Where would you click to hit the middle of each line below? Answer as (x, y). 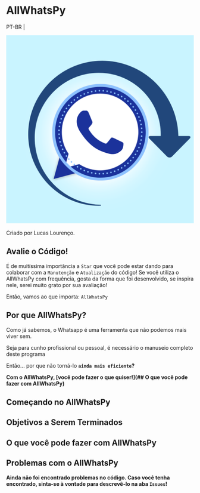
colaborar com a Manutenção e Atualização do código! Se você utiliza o (93, 272)
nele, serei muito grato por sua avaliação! (57, 285)
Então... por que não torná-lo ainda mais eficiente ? (71, 365)
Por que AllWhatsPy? (46, 315)
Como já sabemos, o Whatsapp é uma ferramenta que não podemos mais (96, 329)
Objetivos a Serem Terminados (65, 422)
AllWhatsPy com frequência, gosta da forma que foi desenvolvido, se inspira (100, 279)
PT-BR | (16, 27)
